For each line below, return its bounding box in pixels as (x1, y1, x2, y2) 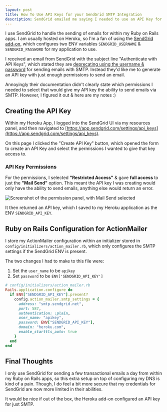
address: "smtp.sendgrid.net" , (18, 301, 84, 306)
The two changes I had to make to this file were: (5, 258, 104, 264)
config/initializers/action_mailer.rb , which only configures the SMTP (5, 243, 156, 249)
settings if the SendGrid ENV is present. (5, 248, 87, 254)
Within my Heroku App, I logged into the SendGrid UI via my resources (5, 120, 150, 126)
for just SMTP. (5, 401, 35, 407)
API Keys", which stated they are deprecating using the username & (5, 61, 144, 67)
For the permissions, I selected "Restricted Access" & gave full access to (5, 174, 158, 180)
